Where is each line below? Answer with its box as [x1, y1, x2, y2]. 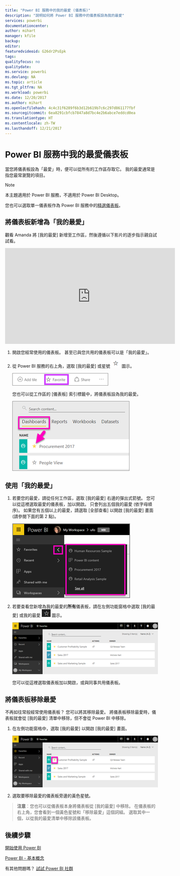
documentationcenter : [5, 23, 49, 28]
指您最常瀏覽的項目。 [5, 172, 48, 178]
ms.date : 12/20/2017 [5, 95, 47, 100]
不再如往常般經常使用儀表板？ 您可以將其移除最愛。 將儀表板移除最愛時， [5, 709, 152, 715]
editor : [5, 44, 21, 49]
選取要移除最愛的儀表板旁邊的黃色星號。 [12, 793, 93, 799]
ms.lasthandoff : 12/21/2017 [5, 126, 62, 131]
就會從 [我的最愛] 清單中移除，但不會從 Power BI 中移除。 [13, 715, 129, 721]
